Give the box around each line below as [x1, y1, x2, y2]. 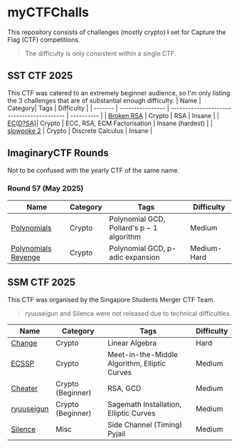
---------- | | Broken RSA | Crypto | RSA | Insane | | [70, 111, 219, 119]
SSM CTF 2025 [7, 277, 76, 289]
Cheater [11, 383, 38, 393]
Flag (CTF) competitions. [7, 35, 80, 43]
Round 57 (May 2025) [7, 183, 84, 193]
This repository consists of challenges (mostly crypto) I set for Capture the [7, 28, 226, 36]
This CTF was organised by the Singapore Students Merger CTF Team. [7, 295, 216, 304]
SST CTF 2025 [7, 70, 73, 82]
